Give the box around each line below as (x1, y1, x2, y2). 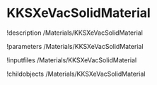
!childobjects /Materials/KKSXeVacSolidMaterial (6, 69, 146, 78)
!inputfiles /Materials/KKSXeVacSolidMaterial (6, 55, 137, 64)
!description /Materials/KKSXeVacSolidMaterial (6, 28, 143, 37)
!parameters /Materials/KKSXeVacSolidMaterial (6, 42, 144, 50)
